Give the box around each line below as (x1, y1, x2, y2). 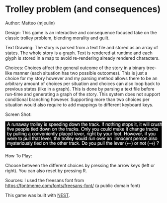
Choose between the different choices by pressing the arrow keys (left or (5, 162, 155, 168)
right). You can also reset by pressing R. (5, 168, 87, 174)
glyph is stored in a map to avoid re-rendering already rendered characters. (5, 55, 160, 61)
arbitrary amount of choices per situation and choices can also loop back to (5, 81, 161, 87)
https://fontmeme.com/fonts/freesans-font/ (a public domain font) (5, 183, 141, 189)
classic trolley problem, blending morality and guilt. (5, 35, 110, 41)
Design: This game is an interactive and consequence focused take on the (5, 29, 157, 35)
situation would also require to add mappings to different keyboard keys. (5, 101, 154, 107)
